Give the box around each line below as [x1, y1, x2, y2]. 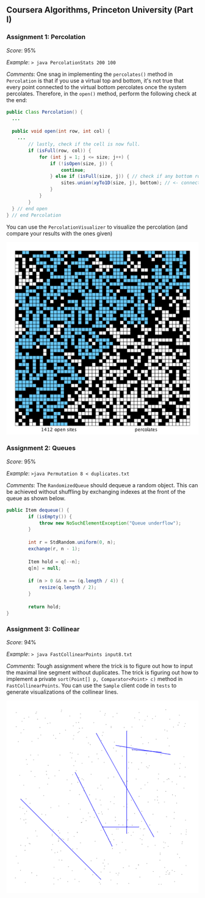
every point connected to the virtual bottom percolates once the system [6, 83, 187, 90]
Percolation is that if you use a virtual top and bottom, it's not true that [6, 76, 184, 84]
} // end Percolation [6, 212, 62, 218]
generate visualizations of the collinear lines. [6, 688, 119, 696]
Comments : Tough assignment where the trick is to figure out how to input [6, 663, 193, 670]
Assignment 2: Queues [6, 444, 76, 452]
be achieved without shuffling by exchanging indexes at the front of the [6, 488, 186, 495]
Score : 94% [6, 639, 37, 646]
